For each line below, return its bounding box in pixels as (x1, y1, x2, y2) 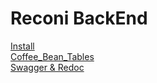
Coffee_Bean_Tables (10, 50, 95, 62)
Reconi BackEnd (10, 7, 148, 30)
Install (10, 40, 35, 52)
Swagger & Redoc (10, 61, 85, 73)
